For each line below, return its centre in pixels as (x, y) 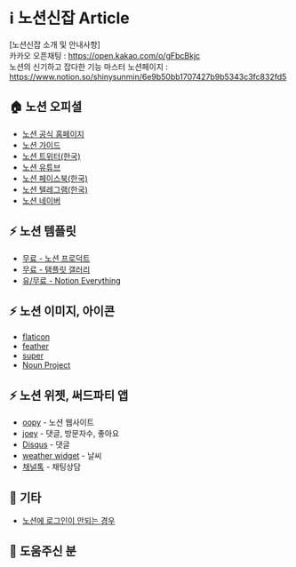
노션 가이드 (41, 145)
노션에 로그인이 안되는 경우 (68, 520)
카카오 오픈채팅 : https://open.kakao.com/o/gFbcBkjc (105, 55)
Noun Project (46, 365)
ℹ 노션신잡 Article (70, 18)
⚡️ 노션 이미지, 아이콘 (62, 311)
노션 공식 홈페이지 (53, 133)
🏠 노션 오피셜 (46, 107)
